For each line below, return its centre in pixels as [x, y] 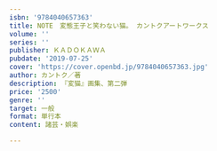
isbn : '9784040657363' [51, 17]
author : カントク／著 [45, 75]
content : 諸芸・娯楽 [44, 125]
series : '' [29, 42]
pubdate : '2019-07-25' [51, 59]
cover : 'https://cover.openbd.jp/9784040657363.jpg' [109, 68]
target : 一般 [32, 108]
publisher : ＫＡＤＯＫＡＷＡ [58, 51]
